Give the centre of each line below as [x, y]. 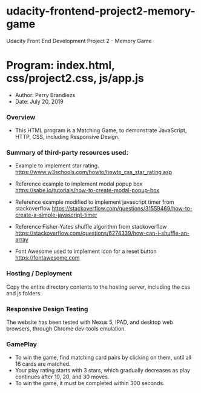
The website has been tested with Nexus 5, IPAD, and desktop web [90, 322]
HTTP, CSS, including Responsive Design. [67, 137]
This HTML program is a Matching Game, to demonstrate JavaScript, [101, 130]
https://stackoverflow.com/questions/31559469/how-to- [122, 209]
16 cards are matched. [43, 364]
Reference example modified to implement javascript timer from [94, 202]
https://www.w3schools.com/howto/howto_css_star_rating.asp [94, 172]
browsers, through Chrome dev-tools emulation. [66, 329]
